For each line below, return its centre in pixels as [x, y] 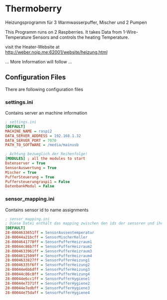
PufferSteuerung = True [30, 177]
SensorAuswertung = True [31, 168]
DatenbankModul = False [30, 186]
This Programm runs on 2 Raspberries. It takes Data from [64, 32]
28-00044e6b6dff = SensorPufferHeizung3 [48, 270]
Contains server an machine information [46, 113]
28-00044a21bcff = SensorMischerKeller [46, 238]
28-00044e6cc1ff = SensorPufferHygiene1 [48, 279]
